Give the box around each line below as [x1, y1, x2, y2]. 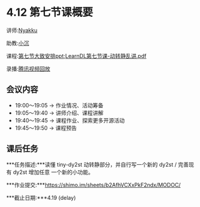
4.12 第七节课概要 [6, 5, 94, 19]
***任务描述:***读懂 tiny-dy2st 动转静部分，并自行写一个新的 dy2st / [6, 161, 177, 168]
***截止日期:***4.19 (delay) [6, 194, 76, 201]
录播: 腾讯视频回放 [6, 65, 51, 72]
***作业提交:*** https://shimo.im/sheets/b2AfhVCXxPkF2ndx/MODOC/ [6, 181, 181, 188]
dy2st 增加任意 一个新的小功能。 [13, 168, 94, 176]
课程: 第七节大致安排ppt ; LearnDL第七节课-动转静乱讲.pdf [6, 52, 147, 59]
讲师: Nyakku [6, 27, 37, 34]
